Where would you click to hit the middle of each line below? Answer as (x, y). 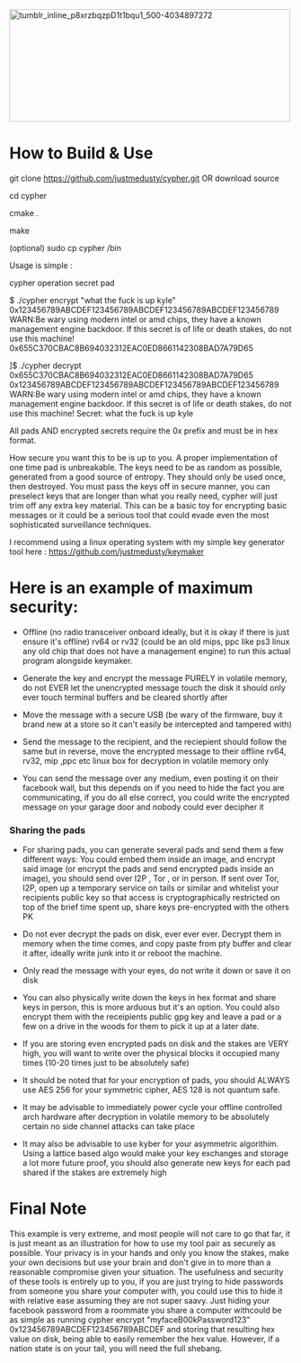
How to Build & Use (81, 153)
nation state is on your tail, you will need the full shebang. (116, 1349)
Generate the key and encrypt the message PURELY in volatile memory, (155, 677)
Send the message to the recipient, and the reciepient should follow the (155, 741)
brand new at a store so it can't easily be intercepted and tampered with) (157, 724)
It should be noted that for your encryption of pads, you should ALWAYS (156, 1081)
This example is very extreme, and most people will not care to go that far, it (150, 1234)
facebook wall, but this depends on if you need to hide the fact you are (153, 787)
